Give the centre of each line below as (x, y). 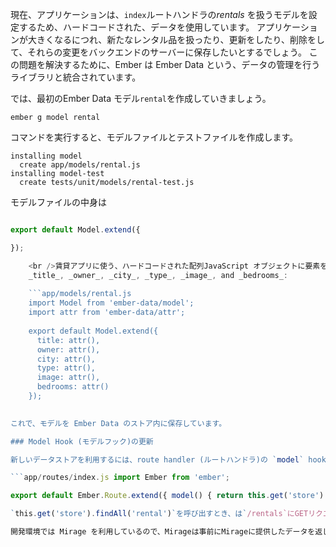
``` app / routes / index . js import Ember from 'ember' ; (120, 478)
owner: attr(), (68, 349)
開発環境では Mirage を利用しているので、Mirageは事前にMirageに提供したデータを (163, 532)
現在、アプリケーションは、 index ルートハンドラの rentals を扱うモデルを (159, 14)
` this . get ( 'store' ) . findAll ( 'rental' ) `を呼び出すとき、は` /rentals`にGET (159, 514)
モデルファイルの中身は (58, 202)
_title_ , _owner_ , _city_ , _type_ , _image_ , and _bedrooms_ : (158, 275)
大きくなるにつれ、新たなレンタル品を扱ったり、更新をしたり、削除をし (176, 39)
